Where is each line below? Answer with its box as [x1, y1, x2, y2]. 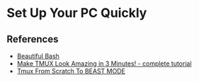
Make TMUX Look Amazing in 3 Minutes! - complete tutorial [16, 59, 192, 68]
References [6, 33, 59, 45]
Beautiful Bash [16, 52, 59, 60]
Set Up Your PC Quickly [6, 5, 147, 21]
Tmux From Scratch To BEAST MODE [16, 67, 125, 75]
